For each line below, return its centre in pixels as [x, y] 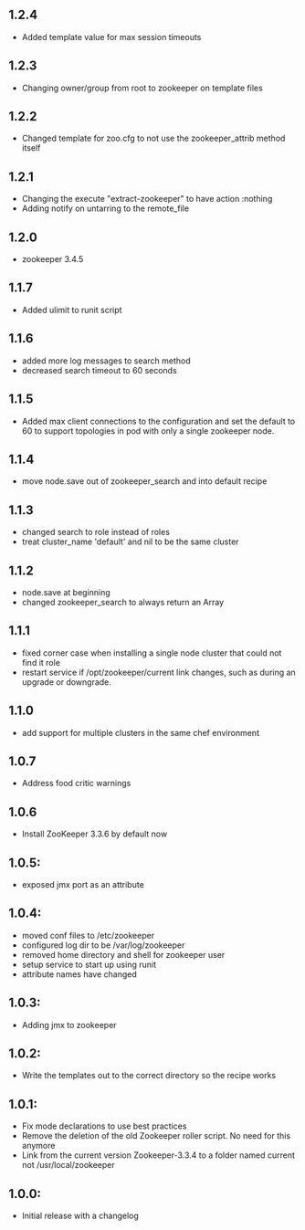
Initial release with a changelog [80, 1216]
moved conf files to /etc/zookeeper [88, 935]
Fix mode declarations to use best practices [104, 1126]
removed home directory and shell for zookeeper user [123, 954]
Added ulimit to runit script [72, 310]
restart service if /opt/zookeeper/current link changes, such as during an [158, 672]
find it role [41, 662]
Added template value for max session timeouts [111, 37]
